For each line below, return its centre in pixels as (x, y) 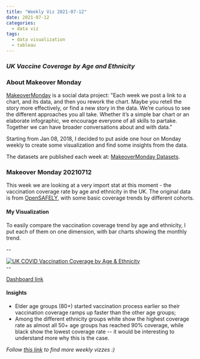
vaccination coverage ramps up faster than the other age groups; (95, 312)
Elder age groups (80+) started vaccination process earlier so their (97, 306)
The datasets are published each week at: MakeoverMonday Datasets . (93, 157)
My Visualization (28, 212)
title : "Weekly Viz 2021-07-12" (46, 12)
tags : (13, 34)
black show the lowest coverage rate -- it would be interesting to (95, 331)
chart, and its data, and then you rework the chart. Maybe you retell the (94, 102)
